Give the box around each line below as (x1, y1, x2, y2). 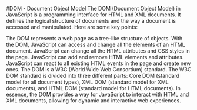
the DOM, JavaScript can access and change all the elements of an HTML (6, 41, 185, 48)
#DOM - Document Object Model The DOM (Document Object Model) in (6, 5, 181, 12)
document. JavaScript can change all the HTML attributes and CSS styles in (6, 47, 190, 54)
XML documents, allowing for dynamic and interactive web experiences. (6, 97, 181, 104)
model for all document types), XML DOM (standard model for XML (6, 78, 169, 85)
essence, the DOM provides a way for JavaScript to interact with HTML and (6, 91, 189, 98)
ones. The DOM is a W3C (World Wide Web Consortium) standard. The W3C (6, 66, 192, 73)
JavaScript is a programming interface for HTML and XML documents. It (6, 11, 181, 18)
